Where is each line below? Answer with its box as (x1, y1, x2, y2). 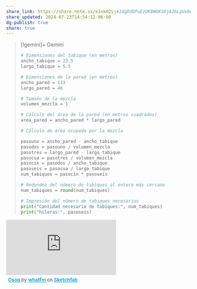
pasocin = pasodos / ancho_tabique (20, 160, 108, 167)
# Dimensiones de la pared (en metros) (20, 74, 118, 80)
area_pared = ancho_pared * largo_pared (20, 117, 121, 124)
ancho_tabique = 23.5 (20, 58, 74, 64)
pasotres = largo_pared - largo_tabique (20, 150, 121, 155)
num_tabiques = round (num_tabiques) (20, 187, 110, 193)
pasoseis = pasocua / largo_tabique (20, 166, 110, 172)
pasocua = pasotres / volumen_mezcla (20, 155, 113, 161)
